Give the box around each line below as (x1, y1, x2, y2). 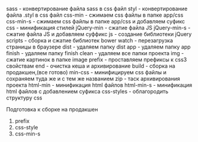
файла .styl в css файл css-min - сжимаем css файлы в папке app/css (6, 11, 184, 19)
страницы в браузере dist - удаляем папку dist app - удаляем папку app (6, 43, 191, 50)
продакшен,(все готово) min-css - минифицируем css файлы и (6, 69, 166, 75)
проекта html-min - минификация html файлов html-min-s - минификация (6, 81, 193, 89)
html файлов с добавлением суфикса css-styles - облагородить (6, 88, 169, 95)
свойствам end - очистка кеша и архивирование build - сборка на (6, 62, 175, 70)
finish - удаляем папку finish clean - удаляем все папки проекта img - (6, 50, 184, 56)
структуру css (6, 94, 42, 101)
